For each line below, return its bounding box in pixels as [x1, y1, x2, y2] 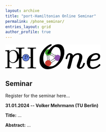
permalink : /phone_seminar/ [5, 19, 65, 24]
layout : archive [5, 8, 40, 13]
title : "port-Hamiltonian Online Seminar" [5, 13, 96, 19]
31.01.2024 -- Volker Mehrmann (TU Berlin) [5, 103, 99, 109]
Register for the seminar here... [5, 93, 70, 99]
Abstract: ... [5, 122, 31, 128]
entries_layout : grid [5, 24, 51, 29]
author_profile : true [5, 29, 51, 35]
